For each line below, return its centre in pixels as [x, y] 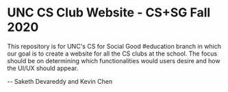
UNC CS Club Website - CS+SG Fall [109, 13]
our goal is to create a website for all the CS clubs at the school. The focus [112, 54]
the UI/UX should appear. [43, 68]
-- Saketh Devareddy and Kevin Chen [60, 81]
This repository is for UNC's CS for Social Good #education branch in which [114, 46]
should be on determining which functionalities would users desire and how [114, 60]
